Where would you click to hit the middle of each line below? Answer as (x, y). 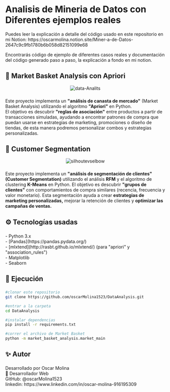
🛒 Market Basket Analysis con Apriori (65, 76)
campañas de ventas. (28, 206)
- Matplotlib (17, 257)
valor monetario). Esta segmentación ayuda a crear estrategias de (75, 195)
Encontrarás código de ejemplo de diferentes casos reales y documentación (85, 55)
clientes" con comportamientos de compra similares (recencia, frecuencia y (85, 190)
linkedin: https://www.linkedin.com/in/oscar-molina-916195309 (71, 384)
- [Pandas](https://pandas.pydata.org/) (46, 241)
